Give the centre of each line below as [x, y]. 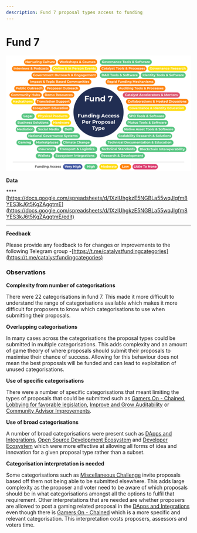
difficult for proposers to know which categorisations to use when [86, 309]
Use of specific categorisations [45, 380]
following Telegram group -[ [40, 251]
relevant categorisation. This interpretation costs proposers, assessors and [97, 518]
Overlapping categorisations [42, 326]
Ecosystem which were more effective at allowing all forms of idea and [91, 446]
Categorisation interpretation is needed [55, 463]
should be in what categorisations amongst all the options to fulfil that [90, 494]
